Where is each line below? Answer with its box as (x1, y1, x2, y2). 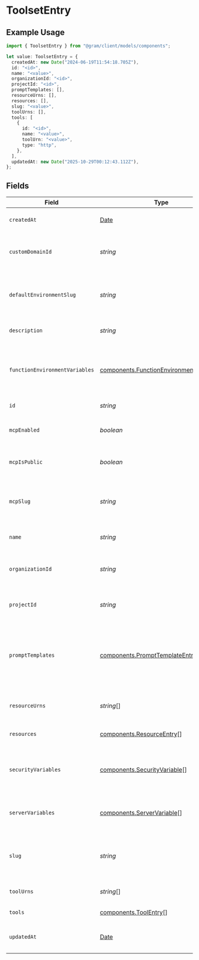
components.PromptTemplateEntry (99, 651, 197, 660)
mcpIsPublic (9, 459, 43, 465)
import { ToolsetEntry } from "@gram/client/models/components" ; (6, 43, 171, 49)
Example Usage (6, 27, 65, 37)
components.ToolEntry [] (99, 908, 168, 917)
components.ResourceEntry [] (99, 730, 182, 738)
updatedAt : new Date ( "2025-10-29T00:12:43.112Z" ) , (11, 159, 139, 165)
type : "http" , (21, 142, 57, 148)
